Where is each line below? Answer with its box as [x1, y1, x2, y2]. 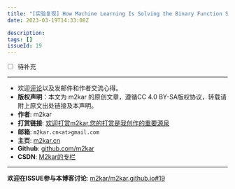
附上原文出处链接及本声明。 [17, 101, 98, 110]
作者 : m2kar [17, 110, 52, 119]
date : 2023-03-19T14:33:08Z [7, 17, 90, 24]
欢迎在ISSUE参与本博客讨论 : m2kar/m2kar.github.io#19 [7, 174, 166, 183]
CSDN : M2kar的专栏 [17, 153, 76, 161]
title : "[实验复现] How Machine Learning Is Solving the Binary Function [7, 10, 222, 17]
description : [7, 29, 45, 36]
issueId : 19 [7, 43, 42, 50]
